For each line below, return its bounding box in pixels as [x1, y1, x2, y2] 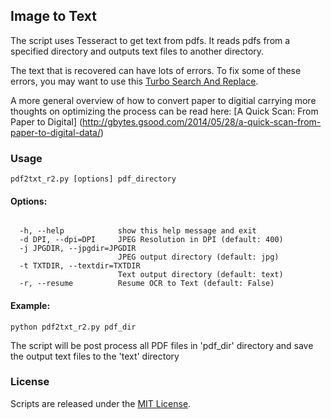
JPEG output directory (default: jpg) [117, 252, 280, 263]
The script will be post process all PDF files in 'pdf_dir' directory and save [10, 339, 314, 351]
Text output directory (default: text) [117, 270, 284, 280]
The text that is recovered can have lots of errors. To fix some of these [10, 64, 302, 76]
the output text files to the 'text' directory [10, 350, 180, 362]
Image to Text [10, 8, 97, 25]
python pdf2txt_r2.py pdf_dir [10, 322, 137, 332]
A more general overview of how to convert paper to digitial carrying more [10, 94, 317, 106]
